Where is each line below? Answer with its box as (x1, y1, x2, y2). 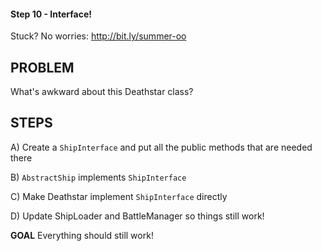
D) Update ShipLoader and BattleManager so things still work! (10, 210, 265, 222)
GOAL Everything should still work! (10, 229, 154, 241)
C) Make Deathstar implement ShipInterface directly (10, 190, 228, 202)
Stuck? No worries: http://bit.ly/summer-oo (10, 30, 187, 42)
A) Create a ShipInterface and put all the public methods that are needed (10, 141, 313, 153)
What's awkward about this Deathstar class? (10, 86, 194, 98)
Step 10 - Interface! (10, 8, 92, 20)
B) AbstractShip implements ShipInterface (10, 171, 187, 183)
